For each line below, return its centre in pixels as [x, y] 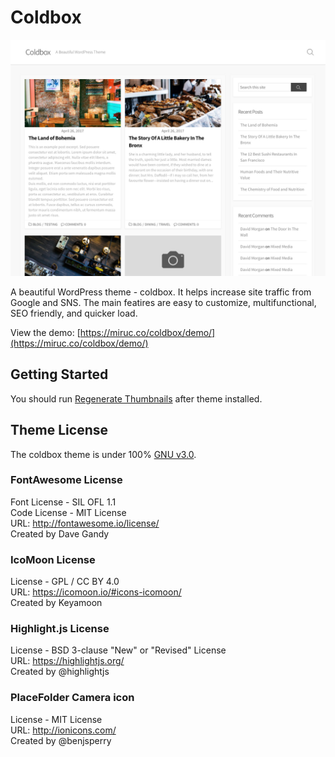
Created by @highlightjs [60, 672]
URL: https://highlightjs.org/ [67, 661]
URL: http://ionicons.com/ [63, 730]
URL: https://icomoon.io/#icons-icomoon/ [96, 592]
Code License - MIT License [68, 512]
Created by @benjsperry [61, 740]
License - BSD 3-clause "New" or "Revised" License [118, 650]
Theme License [59, 430]
